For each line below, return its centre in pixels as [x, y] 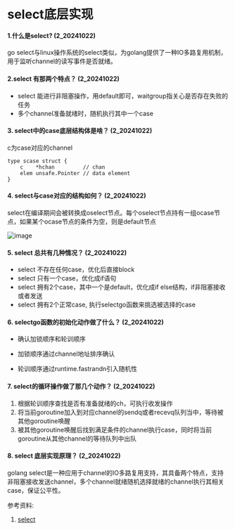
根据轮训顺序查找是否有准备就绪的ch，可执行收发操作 [95, 403]
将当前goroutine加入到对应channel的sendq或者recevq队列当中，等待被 [120, 412]
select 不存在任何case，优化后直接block [76, 270]
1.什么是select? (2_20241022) [52, 35]
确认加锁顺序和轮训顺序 [51, 339]
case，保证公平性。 [36, 490]
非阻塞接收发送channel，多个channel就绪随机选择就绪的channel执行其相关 [116, 481]
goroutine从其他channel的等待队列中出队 [77, 438]
